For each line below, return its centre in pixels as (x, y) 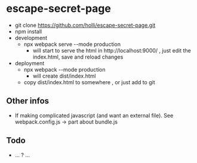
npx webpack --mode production (64, 69)
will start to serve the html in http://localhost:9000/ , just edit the (112, 50)
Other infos (28, 101)
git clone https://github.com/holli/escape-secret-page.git (85, 25)
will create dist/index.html (64, 76)
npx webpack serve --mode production (72, 44)
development (31, 38)
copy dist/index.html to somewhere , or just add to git (89, 82)
